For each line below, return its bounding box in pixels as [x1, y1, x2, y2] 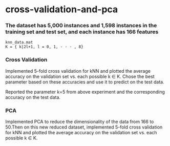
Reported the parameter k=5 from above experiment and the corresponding [5, 89, 165, 95]
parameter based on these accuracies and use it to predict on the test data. [5, 78, 165, 85]
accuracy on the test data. [5, 94, 60, 100]
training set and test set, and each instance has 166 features [5, 28, 159, 35]
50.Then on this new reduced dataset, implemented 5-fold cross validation [5, 124, 163, 130]
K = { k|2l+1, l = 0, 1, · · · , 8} [5, 45, 83, 50]
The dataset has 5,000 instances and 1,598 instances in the [5, 22, 157, 29]
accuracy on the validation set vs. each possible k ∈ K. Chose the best [5, 73, 155, 79]
